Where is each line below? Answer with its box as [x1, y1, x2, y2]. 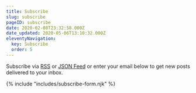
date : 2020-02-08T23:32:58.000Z [6, 25, 85, 31]
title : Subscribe [6, 8, 49, 15]
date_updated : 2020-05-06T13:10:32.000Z [6, 30, 106, 36]
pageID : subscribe [6, 19, 51, 25]
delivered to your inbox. [6, 68, 63, 76]
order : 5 [11, 47, 33, 53]
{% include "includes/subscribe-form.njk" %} [6, 80, 116, 87]
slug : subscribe [6, 14, 46, 20]
